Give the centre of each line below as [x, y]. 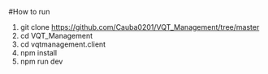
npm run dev [41, 61]
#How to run [29, 12]
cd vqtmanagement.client [63, 44]
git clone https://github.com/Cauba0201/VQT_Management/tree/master [140, 27]
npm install [39, 53]
